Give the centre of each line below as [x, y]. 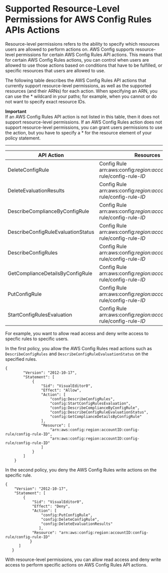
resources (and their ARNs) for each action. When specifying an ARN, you [81, 91]
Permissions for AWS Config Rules [78, 19]
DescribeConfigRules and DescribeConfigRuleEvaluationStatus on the [77, 354]
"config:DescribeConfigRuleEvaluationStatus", [99, 412]
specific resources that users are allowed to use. [55, 70]
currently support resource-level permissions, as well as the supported [78, 85]
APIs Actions [32, 30]
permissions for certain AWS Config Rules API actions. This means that [89, 54]
